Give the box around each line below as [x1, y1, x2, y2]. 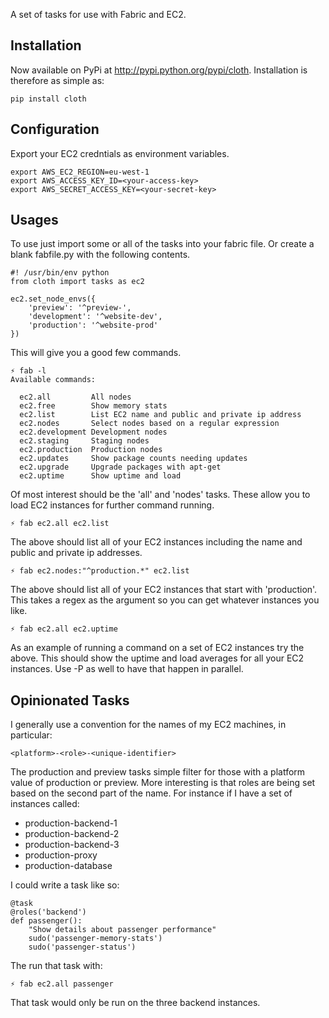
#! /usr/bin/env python [10, 268, 110, 278]
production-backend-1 [24, 817, 118, 829]
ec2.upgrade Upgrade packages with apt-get [19, 462, 222, 473]
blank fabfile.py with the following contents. [10, 249, 191, 261]
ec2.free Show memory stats [19, 401, 168, 411]
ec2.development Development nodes [19, 427, 168, 438]
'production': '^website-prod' [28, 320, 159, 331]
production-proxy [24, 849, 98, 861]
